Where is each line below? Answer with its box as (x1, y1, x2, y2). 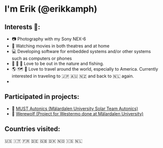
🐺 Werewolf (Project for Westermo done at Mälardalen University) (11, 111, 143, 116)
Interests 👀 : (4, 23, 41, 31)
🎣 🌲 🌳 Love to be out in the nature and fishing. (11, 61, 104, 66)
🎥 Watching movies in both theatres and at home (11, 43, 110, 49)
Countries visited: (4, 125, 61, 133)
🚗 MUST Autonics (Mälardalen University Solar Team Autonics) (11, 106, 139, 111)
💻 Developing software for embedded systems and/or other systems (11, 49, 151, 54)
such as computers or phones (11, 55, 72, 61)
